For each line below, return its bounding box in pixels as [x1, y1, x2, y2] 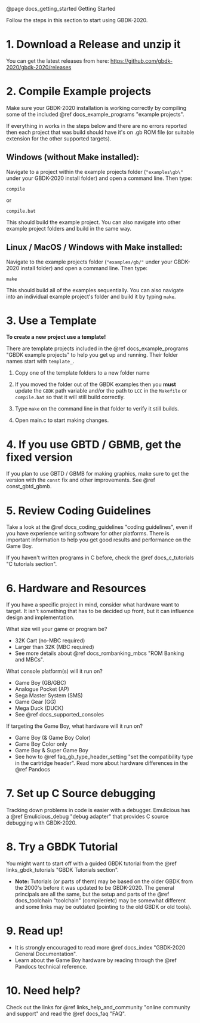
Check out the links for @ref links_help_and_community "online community [6, 1004, 190, 1010]
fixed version [6, 451, 73, 464]
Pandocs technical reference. [14, 963, 88, 970]
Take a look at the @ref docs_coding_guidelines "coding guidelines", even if [6, 523, 193, 531]
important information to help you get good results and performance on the [6, 536, 191, 543]
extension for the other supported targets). [6, 134, 112, 142]
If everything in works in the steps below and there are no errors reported [6, 122, 187, 129]
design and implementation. [6, 614, 75, 621]
